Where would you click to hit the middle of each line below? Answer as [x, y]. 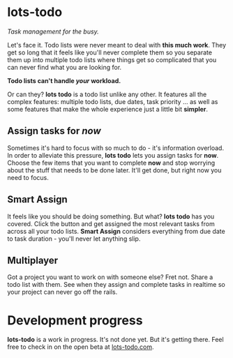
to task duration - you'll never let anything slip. [74, 239]
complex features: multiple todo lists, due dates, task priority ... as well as [113, 101]
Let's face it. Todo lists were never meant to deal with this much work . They [117, 45]
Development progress [75, 320]
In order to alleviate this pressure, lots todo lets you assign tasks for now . [113, 155]
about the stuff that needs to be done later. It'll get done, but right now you [114, 170]
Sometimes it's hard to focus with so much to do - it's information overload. [116, 148]
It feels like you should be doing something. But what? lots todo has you [111, 216]
